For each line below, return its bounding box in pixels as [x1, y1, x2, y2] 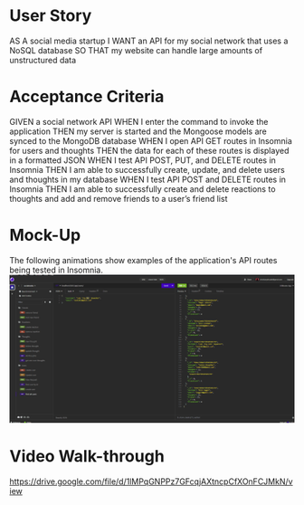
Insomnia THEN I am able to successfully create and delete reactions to [9, 183, 276, 195]
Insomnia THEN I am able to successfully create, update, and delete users [9, 164, 285, 175]
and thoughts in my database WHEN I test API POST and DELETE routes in [9, 174, 287, 185]
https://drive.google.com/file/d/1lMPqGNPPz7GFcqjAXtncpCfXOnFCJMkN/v [9, 476, 293, 487]
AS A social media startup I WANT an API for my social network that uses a [9, 35, 289, 46]
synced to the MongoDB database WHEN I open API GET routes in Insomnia [9, 135, 292, 146]
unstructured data [9, 54, 77, 65]
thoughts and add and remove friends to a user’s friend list [9, 193, 228, 204]
